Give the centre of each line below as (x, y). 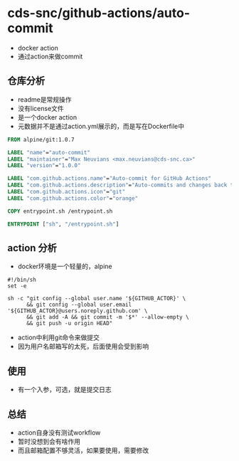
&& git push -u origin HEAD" (69, 324)
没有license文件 (41, 108)
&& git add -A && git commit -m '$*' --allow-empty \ (108, 317)
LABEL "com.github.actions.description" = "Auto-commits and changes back (117, 185)
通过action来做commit (50, 56)
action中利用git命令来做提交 (58, 338)
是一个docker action (47, 117)
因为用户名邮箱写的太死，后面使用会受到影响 (83, 346)
